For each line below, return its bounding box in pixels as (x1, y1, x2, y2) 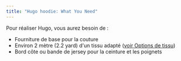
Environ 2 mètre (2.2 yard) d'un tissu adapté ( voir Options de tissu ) (14, 42, 176, 49)
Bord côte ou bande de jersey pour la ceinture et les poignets (14, 48, 162, 55)
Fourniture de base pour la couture (14, 35, 99, 42)
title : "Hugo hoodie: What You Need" (6, 8, 98, 15)
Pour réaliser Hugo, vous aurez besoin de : (6, 24, 109, 31)
